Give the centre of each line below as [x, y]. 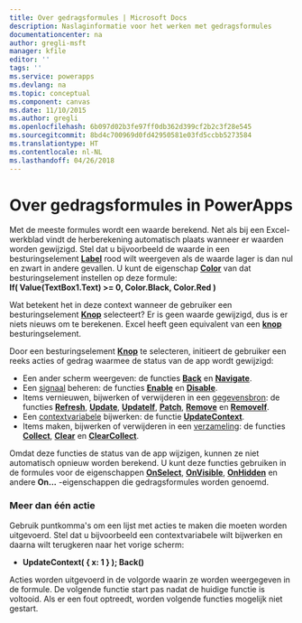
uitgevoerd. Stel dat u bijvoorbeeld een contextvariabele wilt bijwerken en [146, 535]
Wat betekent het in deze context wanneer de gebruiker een [121, 305]
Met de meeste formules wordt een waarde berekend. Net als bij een [137, 230]
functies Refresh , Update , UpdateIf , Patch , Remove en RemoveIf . [146, 407]
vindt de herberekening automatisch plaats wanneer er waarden [165, 239]
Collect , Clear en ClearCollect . [81, 436]
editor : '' [30, 60]
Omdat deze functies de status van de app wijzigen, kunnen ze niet [134, 453]
